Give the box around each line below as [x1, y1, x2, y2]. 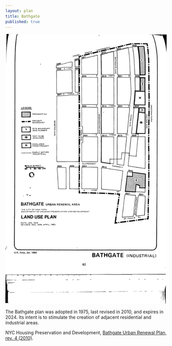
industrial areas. [5, 319, 39, 325]
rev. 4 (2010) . [5, 335, 34, 341]
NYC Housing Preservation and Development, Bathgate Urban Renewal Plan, [5, 329, 167, 336]
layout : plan [5, 8, 33, 13]
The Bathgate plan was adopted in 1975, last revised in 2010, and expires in [5, 309, 164, 315]
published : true [5, 19, 40, 24]
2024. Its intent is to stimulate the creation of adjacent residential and [5, 314, 152, 320]
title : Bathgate [5, 13, 40, 19]
